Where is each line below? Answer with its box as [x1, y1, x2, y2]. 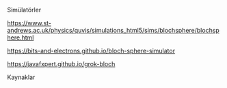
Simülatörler [7, 6, 42, 14]
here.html [7, 33, 34, 42]
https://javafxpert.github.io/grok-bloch [7, 60, 116, 68]
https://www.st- [7, 19, 52, 27]
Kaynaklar [7, 73, 36, 81]
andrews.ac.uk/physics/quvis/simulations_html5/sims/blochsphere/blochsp [7, 27, 220, 34]
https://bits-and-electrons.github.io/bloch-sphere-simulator [7, 47, 176, 55]
